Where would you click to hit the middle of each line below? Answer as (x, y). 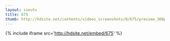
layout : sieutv (21, 10)
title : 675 (17, 14)
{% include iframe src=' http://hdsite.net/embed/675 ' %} (64, 33)
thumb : (12, 19)
